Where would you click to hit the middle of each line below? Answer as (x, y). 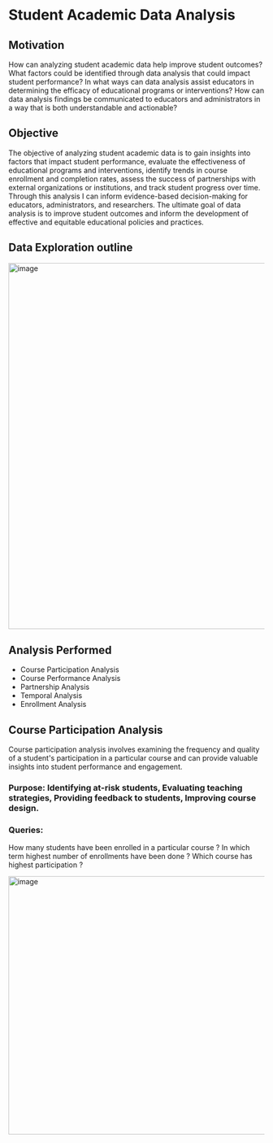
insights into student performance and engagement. (95, 767)
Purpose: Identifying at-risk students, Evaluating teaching (126, 788)
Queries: (26, 830)
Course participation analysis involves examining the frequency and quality (134, 749)
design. (24, 809)
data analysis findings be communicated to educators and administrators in (134, 99)
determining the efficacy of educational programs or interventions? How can (136, 90)
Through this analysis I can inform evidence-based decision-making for (128, 196)
